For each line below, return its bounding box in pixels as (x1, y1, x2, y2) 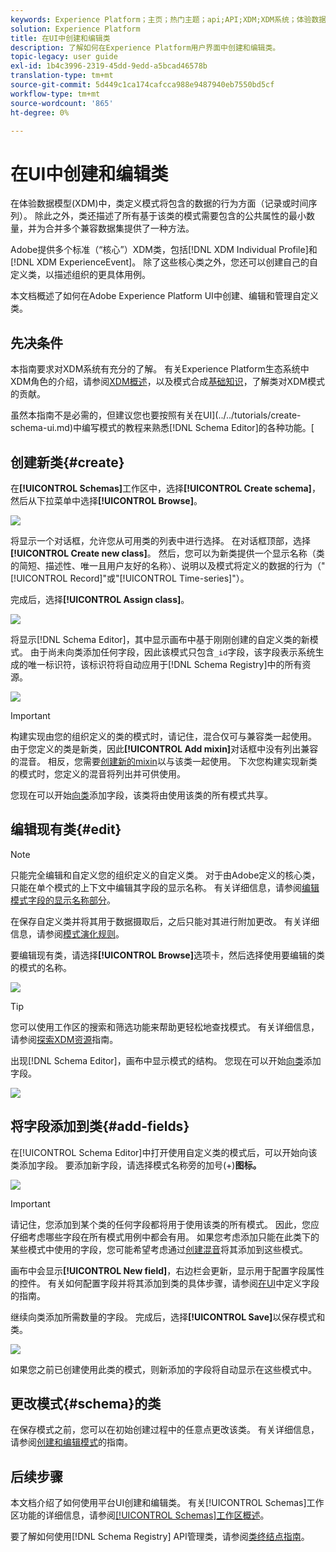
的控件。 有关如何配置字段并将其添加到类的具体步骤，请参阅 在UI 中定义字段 (10, 1277, 320, 1289)
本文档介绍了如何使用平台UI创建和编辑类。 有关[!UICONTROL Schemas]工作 (10, 1497, 325, 1509)
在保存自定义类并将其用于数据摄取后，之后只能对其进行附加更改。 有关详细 (10, 915, 320, 927)
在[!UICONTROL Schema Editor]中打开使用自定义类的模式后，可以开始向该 (10, 1146, 318, 1158)
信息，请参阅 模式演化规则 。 (10, 927, 125, 940)
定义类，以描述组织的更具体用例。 (10, 269, 151, 281)
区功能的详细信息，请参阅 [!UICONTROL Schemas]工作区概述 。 (10, 1509, 270, 1521)
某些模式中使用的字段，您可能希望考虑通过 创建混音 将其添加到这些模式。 (10, 1243, 308, 1255)
